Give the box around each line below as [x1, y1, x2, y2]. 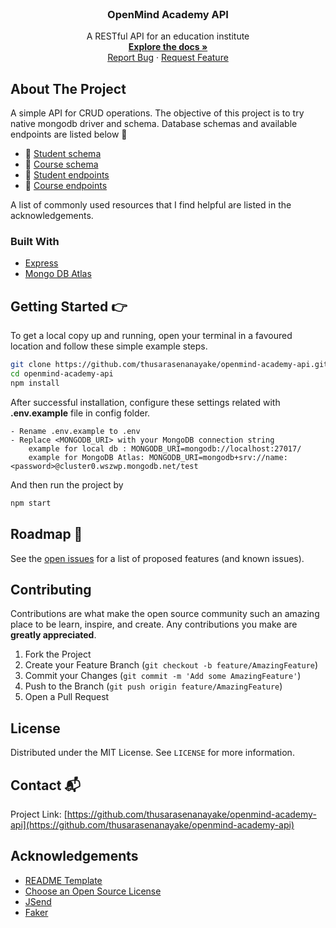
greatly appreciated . [10, 629, 97, 641]
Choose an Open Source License [24, 885, 162, 897]
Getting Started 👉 [10, 298, 128, 315]
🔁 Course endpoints [24, 180, 108, 192]
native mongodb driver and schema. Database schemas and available [10, 118, 298, 130]
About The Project [10, 80, 127, 97]
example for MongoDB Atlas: [28, 452, 145, 462]
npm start [10, 498, 52, 508]
